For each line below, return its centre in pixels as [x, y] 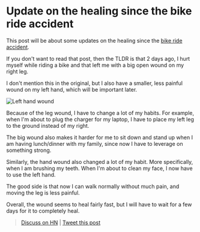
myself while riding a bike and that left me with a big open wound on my [95, 65]
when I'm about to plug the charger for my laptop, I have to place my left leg [100, 119]
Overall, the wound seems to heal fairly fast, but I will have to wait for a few [99, 204]
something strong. [29, 150]
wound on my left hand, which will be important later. [72, 89]
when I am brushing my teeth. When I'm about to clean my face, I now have [100, 168]
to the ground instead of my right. [48, 125]
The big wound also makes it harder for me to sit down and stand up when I [100, 137]
